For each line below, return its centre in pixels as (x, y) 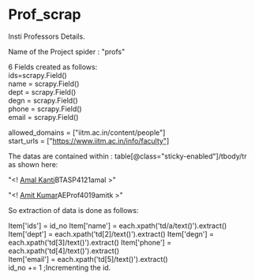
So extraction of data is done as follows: (73, 210)
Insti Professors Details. (47, 36)
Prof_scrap (45, 15)
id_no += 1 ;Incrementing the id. (60, 267)
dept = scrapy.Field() (42, 91)
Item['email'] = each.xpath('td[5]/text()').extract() (88, 259)
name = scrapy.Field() (44, 84)
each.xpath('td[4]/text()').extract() (64, 251)
